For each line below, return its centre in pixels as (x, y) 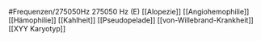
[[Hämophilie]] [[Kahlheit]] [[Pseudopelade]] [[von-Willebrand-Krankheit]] (131, 20)
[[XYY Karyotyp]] (37, 29)
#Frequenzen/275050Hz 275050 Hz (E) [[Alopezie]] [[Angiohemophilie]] (129, 12)
